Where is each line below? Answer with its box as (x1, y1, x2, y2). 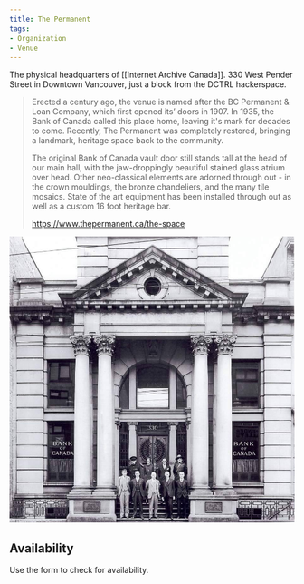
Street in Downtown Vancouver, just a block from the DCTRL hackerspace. (9, 79, 287, 90)
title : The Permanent (9, 15, 91, 24)
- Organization (9, 34, 67, 43)
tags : (9, 24, 30, 34)
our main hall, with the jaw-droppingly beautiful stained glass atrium (31, 162, 286, 173)
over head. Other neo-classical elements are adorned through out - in (31, 172, 291, 183)
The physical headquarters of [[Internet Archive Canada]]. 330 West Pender (9, 69, 293, 81)
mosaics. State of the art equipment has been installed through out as (31, 191, 292, 202)
